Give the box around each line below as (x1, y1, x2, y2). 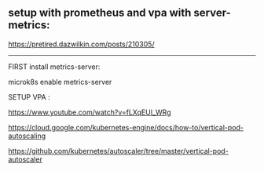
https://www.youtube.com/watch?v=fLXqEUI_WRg (8, 107, 171, 117)
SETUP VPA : (8, 92, 50, 101)
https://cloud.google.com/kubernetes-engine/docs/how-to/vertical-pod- (8, 122, 244, 132)
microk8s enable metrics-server (8, 77, 112, 86)
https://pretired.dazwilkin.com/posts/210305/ (8, 39, 155, 49)
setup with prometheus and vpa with (8, 6, 192, 20)
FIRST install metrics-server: (8, 62, 101, 71)
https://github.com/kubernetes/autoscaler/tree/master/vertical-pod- (8, 146, 229, 155)
